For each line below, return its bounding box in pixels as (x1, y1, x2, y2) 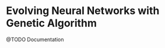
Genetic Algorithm (6, 16, 97, 30)
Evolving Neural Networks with (6, 4, 160, 18)
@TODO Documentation (6, 36, 64, 43)
